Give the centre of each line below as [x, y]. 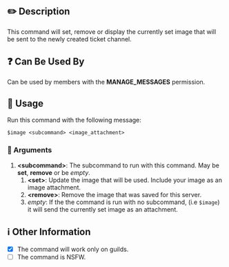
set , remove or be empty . [54, 172]
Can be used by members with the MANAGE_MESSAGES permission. [106, 82]
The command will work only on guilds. [73, 249]
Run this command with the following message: [74, 120]
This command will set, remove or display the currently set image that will [112, 31]
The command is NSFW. [51, 257]
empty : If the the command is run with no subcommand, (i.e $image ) [123, 202]
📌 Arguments [30, 150]
